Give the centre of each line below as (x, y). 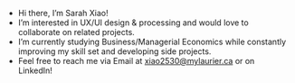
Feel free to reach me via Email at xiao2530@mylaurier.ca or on (136, 61)
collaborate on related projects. (76, 32)
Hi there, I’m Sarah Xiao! (63, 13)
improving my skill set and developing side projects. (114, 51)
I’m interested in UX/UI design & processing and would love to (133, 23)
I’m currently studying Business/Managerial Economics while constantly (152, 41)
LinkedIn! (35, 70)
